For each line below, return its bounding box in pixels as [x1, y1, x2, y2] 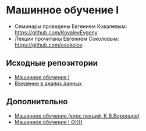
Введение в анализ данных [14, 80, 83, 87]
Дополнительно [6, 97, 68, 107]
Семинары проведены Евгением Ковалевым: [14, 23, 127, 30]
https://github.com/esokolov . [14, 41, 84, 48]
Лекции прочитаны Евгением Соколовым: [14, 35, 119, 42]
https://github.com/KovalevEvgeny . [14, 29, 99, 36]
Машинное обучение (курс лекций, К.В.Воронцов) [14, 112, 140, 119]
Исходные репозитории [6, 58, 98, 68]
